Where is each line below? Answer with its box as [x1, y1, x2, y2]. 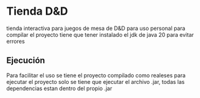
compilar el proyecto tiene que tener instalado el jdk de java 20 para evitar [6, 31, 194, 38]
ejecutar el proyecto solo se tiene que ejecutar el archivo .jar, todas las [6, 78, 185, 85]
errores [6, 37, 25, 45]
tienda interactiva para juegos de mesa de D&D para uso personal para [6, 24, 186, 32]
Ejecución [6, 55, 45, 66]
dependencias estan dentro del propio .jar [6, 85, 112, 92]
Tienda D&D [6, 4, 69, 18]
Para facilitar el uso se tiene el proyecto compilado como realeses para [6, 72, 186, 79]
